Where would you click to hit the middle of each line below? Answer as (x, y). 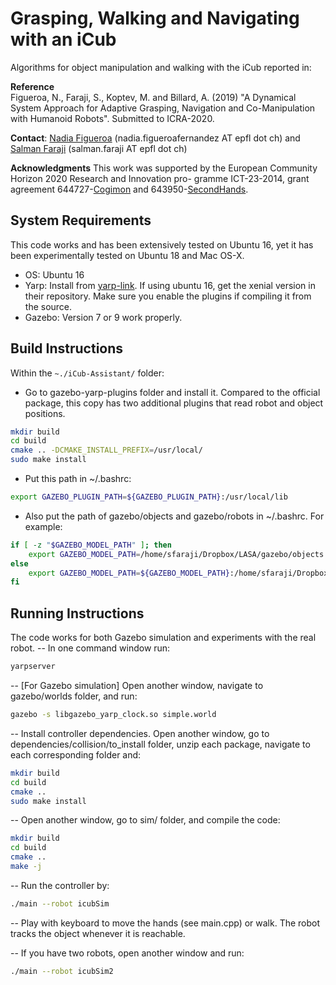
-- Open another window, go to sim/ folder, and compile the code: (145, 820)
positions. (45, 413)
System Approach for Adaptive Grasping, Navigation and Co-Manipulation (163, 108)
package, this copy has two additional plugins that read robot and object (174, 403)
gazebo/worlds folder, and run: (74, 696)
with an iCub (63, 39)
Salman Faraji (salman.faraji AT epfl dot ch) (99, 148)
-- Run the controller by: (60, 885)
